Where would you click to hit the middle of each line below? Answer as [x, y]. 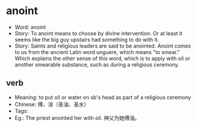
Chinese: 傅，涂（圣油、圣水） [52, 104]
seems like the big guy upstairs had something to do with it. [87, 39]
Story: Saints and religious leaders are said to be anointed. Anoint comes [103, 46]
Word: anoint [30, 27]
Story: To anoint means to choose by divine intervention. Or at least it [98, 33]
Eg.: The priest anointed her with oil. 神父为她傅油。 [77, 118]
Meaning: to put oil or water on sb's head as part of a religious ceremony [103, 97]
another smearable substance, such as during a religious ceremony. [97, 64]
